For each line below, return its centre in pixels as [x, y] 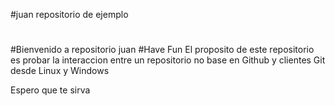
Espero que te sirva [50, 90]
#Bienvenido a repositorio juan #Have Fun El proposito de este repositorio [162, 50]
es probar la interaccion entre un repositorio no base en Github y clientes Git [168, 60]
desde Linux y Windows [60, 71]
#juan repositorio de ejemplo [69, 14]
